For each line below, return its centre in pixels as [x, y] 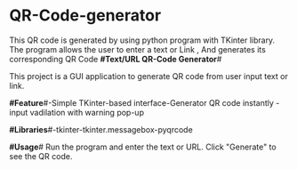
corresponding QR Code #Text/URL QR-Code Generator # [116, 59]
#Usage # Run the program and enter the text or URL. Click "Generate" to [143, 147]
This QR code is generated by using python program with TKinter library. [142, 40]
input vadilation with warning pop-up [77, 112]
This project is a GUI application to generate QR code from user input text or [149, 76]
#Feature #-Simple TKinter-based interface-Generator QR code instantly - [144, 102]
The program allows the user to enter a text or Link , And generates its [138, 49]
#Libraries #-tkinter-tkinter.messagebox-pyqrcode [101, 129]
